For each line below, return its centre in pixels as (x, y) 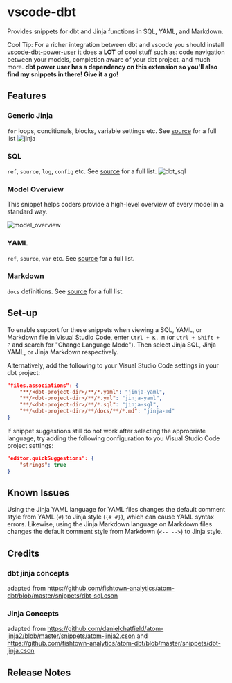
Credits (24, 553)
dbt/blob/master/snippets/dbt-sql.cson (63, 596)
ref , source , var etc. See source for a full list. (71, 258)
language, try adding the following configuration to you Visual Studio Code (114, 438)
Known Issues (38, 493)
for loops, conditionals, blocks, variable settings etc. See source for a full (112, 131)
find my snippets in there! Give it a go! (63, 74)
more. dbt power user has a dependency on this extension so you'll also (113, 67)
